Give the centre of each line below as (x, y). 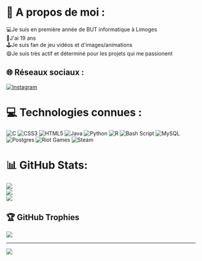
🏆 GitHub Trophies (43, 217)
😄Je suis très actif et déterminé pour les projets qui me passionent (90, 53)
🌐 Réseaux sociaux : (45, 73)
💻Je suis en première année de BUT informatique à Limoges (82, 29)
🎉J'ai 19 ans (21, 38)
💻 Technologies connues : (74, 112)
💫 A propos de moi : (56, 12)
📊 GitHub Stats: (47, 165)
